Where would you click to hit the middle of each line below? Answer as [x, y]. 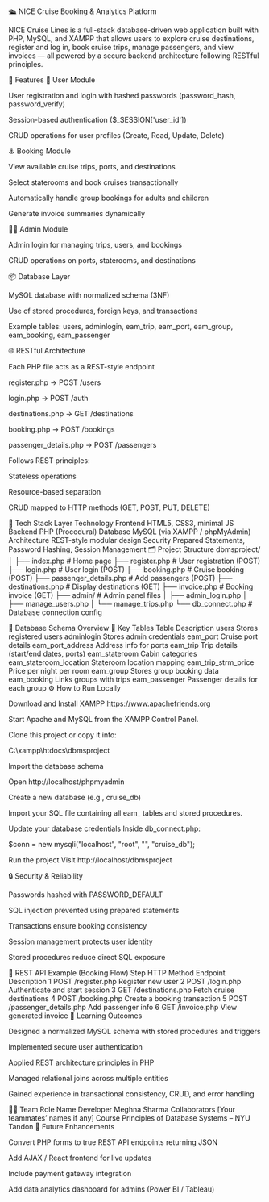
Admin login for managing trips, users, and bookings [95, 245]
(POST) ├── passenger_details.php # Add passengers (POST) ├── [120, 578]
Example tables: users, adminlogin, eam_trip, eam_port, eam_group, [121, 326]
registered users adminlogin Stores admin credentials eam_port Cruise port [133, 636]
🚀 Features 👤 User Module [52, 80]
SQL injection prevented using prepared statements [94, 910]
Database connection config [56, 612]
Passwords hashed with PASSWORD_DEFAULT [86, 895]
